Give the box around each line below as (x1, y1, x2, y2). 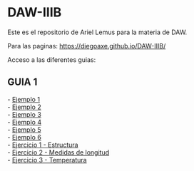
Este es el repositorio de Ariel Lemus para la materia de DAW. (7, 28, 188, 36)
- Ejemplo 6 (7, 133, 41, 141)
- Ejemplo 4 (7, 118, 41, 126)
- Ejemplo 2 (7, 103, 41, 111)
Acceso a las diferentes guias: (7, 55, 96, 64)
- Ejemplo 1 (7, 95, 41, 103)
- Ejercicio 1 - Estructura (7, 140, 78, 149)
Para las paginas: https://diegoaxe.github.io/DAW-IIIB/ (7, 41, 166, 50)
